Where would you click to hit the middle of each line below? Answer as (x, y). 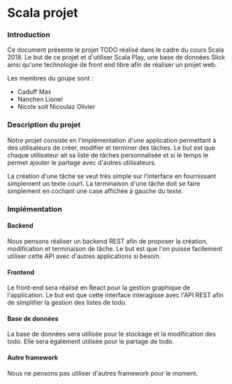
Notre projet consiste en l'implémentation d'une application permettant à (112, 140)
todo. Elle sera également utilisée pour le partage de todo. (91, 341)
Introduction (29, 35)
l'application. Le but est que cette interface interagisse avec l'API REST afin (115, 295)
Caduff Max (34, 92)
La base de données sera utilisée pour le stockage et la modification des (112, 334)
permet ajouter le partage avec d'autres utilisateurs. (82, 162)
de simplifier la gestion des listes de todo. (67, 303)
